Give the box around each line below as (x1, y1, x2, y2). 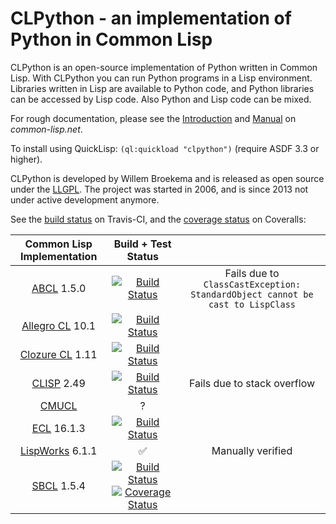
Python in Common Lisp (10, 28, 213, 51)
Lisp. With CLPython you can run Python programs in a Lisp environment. (10, 72, 313, 84)
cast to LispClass (208, 298, 297, 310)
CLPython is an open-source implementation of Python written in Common (10, 61, 318, 73)
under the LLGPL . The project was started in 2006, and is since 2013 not (10, 183, 309, 195)
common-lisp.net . (10, 123, 83, 135)
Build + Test (113, 237, 172, 251)
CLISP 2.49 (31, 376, 86, 390)
